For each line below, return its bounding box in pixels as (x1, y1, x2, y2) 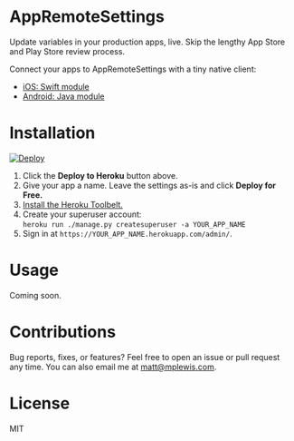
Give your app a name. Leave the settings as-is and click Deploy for (22, 180, 277, 191)
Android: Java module (22, 91, 105, 102)
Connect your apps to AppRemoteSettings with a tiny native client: (9, 64, 257, 74)
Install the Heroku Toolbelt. (22, 199, 124, 210)
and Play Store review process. (9, 45, 125, 56)
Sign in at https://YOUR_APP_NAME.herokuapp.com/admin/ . (22, 228, 232, 239)
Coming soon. (9, 289, 62, 300)
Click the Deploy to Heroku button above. (22, 170, 178, 181)
